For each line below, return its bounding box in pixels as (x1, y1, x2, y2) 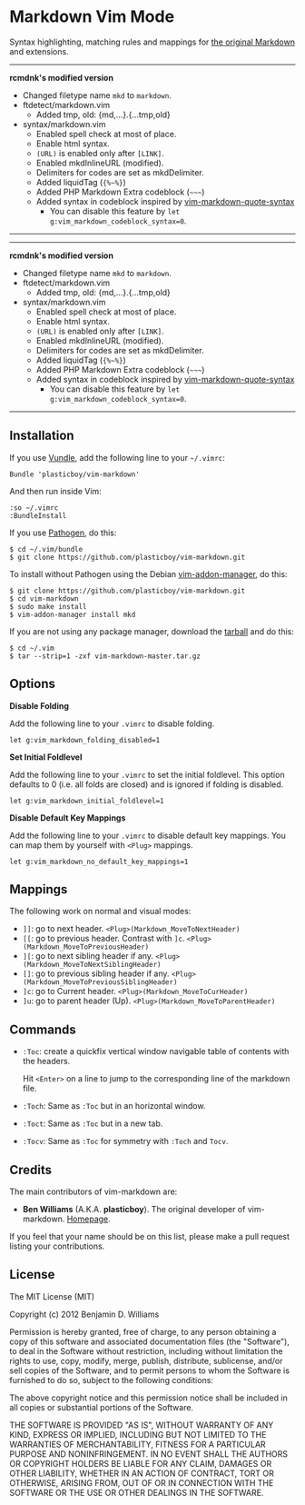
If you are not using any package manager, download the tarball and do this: (9, 625, 295, 637)
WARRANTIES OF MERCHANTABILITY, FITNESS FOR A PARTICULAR (9, 1439, 266, 1450)
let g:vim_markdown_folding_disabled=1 (9, 735, 161, 744)
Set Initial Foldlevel (9, 752, 83, 762)
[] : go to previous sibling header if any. (22, 968, 170, 979)
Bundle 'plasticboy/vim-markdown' (9, 470, 141, 479)
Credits (9, 1161, 53, 1178)
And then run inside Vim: (9, 485, 102, 496)
